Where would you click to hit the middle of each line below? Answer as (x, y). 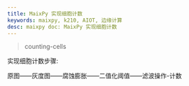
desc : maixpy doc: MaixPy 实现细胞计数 (62, 27)
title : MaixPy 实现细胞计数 (45, 14)
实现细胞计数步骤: (33, 61)
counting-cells (45, 47)
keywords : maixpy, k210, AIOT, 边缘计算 (65, 20)
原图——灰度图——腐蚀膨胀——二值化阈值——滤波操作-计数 (94, 76)
